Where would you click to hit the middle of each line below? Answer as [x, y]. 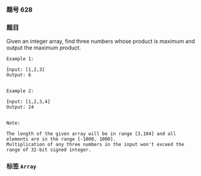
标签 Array [21, 166]
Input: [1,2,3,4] [28, 102]
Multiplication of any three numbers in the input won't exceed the [95, 145]
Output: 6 [19, 75]
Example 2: [20, 91]
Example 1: [20, 59]
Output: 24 [20, 107]
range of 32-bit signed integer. [49, 150]
